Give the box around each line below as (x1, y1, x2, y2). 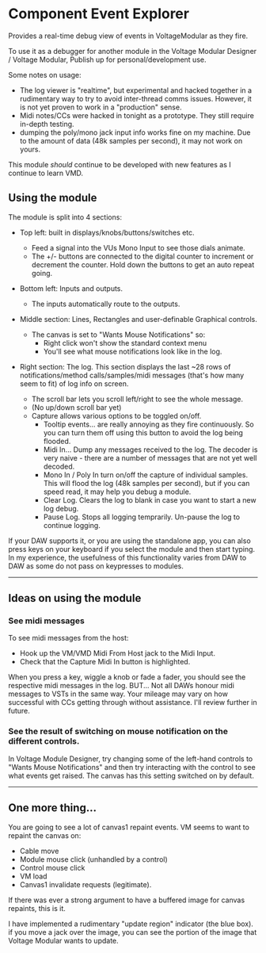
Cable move (19, 846, 59, 855)
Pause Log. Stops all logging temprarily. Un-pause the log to (43, 512, 240, 522)
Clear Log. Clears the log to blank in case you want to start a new (43, 495, 256, 504)
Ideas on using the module (8, 591, 142, 605)
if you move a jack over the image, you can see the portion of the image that (8, 927, 257, 936)
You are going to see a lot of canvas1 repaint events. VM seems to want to (8, 822, 249, 832)
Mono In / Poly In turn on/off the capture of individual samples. (43, 469, 248, 480)
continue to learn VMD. (8, 168, 84, 178)
